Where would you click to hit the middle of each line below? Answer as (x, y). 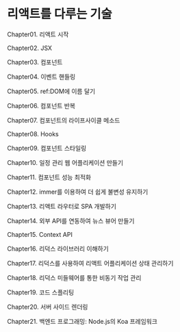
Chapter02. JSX (30, 48)
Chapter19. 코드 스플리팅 (41, 292)
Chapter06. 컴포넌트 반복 (41, 105)
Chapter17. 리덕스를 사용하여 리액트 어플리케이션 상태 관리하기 (90, 263)
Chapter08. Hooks (33, 133)
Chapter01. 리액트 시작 (38, 34)
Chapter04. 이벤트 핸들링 (41, 77)
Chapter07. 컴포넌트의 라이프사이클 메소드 (64, 120)
